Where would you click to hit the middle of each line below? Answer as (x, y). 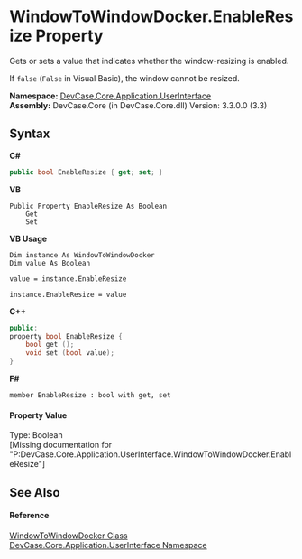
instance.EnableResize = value (68, 294)
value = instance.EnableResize (68, 279)
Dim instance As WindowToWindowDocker (82, 255)
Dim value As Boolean (50, 263)
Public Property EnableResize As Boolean (88, 206)
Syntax (30, 134)
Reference (29, 516)
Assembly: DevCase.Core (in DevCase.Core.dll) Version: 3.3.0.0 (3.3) (138, 105)
